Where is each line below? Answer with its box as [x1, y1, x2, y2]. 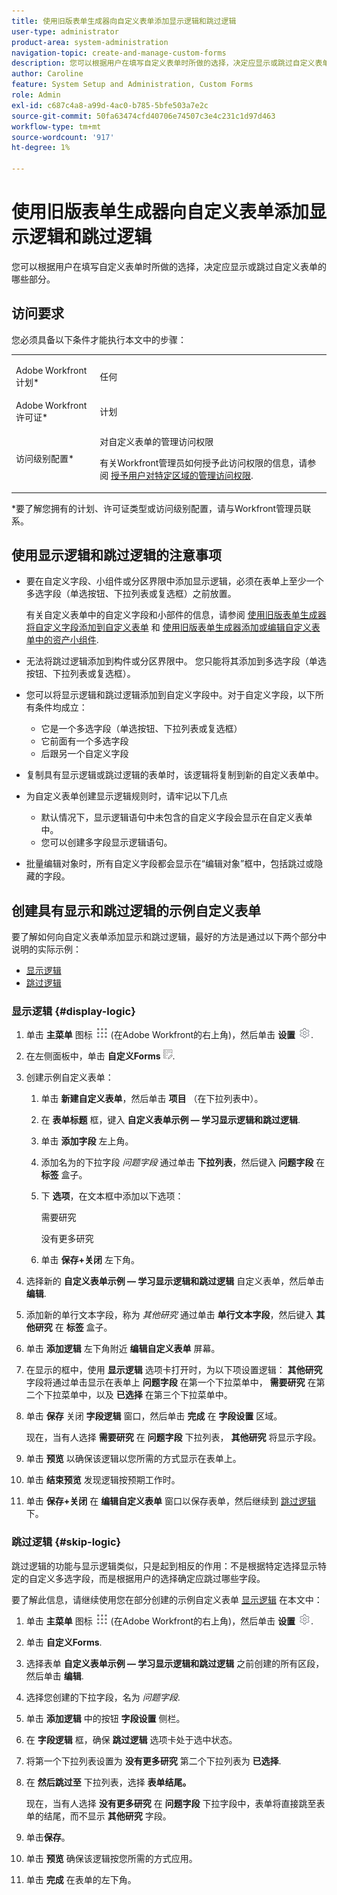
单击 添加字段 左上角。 [40, 1135, 134, 1147]
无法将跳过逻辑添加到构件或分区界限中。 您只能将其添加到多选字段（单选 [25, 655, 327, 667]
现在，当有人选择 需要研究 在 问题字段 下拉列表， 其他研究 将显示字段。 [25, 1431, 322, 1444]
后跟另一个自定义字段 [40, 748, 129, 760]
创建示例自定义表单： [25, 1071, 114, 1084]
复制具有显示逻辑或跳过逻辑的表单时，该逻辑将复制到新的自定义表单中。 [25, 769, 324, 781]
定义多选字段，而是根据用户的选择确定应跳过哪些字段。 [37, 1572, 266, 1584]
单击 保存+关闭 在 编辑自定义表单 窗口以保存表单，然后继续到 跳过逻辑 [25, 1495, 316, 1507]
